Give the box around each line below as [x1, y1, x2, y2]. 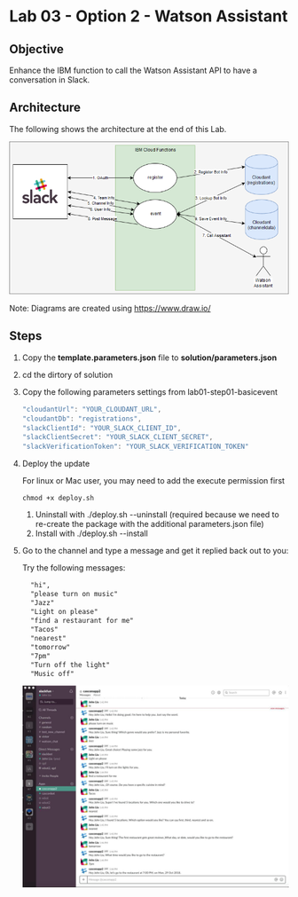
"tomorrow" [30, 643, 71, 652]
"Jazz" [30, 599, 55, 608]
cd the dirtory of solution [21, 369, 114, 380]
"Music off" [30, 670, 74, 679]
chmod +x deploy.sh [21, 494, 95, 503]
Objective [9, 42, 65, 57]
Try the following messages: [21, 563, 126, 573]
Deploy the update [21, 459, 90, 469]
